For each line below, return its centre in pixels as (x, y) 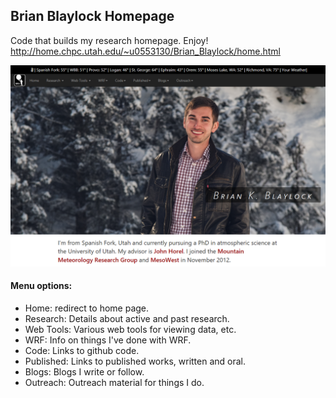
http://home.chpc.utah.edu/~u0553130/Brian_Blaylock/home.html (145, 51)
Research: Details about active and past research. (127, 318)
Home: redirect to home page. (87, 308)
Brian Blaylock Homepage (92, 16)
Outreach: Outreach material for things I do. (114, 382)
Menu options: (41, 286)
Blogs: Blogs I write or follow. (84, 371)
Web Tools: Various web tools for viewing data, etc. (130, 329)
